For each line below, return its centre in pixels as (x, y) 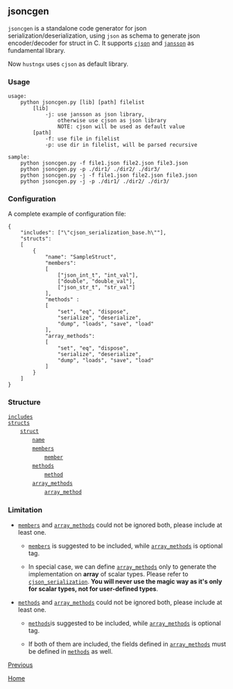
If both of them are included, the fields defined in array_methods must (127, 644)
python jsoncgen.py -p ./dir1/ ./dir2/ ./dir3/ (90, 170)
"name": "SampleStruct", (81, 257)
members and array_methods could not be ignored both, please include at (120, 525)
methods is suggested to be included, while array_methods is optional (124, 623)
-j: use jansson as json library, (95, 115)
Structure (24, 403)
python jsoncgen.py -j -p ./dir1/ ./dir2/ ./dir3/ (95, 181)
